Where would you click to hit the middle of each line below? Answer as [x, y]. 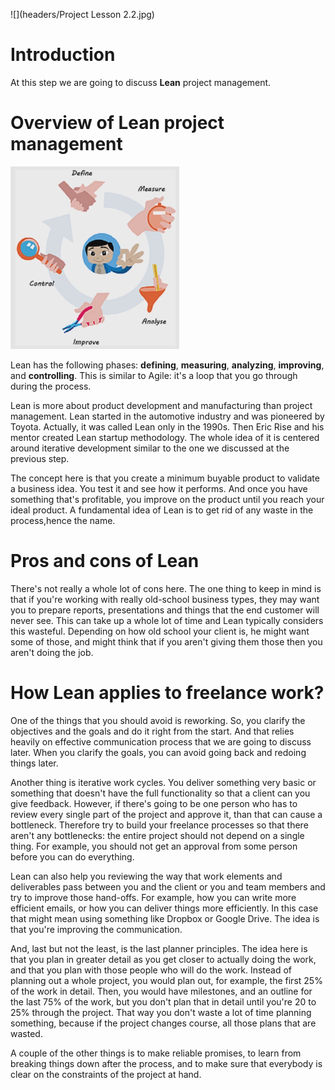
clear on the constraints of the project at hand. [106, 1074]
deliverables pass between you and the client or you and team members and [168, 886]
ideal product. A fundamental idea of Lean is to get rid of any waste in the [162, 510]
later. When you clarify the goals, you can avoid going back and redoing [158, 752]
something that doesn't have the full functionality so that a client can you [160, 793]
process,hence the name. [63, 520]
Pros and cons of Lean [105, 561]
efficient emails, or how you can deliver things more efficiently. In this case [164, 908]
